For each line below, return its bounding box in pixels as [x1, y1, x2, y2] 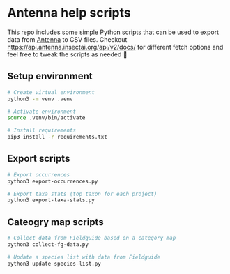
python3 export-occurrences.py [7, 178, 98, 185]
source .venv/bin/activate [7, 114, 86, 121]
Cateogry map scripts [7, 216, 104, 228]
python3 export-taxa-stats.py [7, 197, 95, 204]
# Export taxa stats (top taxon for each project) [7, 190, 158, 197]
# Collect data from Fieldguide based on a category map [7, 235, 176, 242]
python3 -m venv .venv [7, 96, 73, 102]
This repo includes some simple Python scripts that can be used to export [7, 28, 220, 36]
